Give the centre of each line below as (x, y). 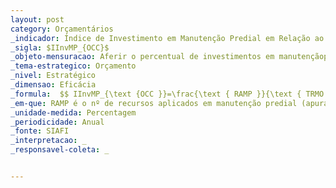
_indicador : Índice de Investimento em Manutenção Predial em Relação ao (167, 38)
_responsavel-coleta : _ (60, 150)
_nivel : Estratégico (53, 76)
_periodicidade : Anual (57, 122)
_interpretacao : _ (48, 141)
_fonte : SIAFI (40, 131)
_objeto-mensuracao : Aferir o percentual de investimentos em (142, 57)
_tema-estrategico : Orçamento (73, 66)
